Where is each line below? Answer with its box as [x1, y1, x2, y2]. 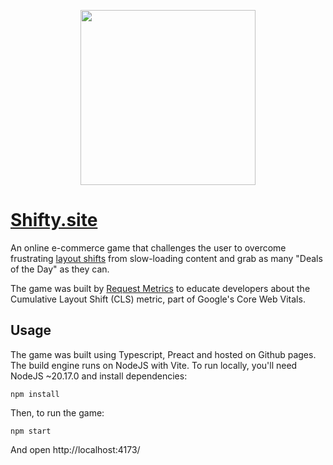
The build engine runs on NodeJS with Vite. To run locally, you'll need [10, 359, 298, 371]
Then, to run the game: [10, 406, 105, 419]
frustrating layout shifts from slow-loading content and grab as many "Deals [10, 252, 323, 264]
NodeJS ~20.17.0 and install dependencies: [10, 370, 188, 382]
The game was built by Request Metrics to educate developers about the [10, 282, 311, 294]
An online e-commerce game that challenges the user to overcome [10, 241, 287, 254]
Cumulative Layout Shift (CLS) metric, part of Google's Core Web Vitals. [10, 293, 306, 305]
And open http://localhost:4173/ [10, 443, 141, 455]
